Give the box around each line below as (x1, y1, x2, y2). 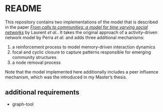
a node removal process (12, 59, 61, 65)
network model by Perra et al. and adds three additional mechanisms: (5, 35, 145, 40)
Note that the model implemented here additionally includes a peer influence (5, 69, 159, 75)
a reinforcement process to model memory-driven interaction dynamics (12, 44, 156, 50)
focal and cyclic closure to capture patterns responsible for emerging (12, 49, 151, 55)
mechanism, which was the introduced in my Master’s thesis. (5, 74, 127, 80)
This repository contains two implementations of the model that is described (5, 19, 158, 25)
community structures (12, 54, 57, 60)
